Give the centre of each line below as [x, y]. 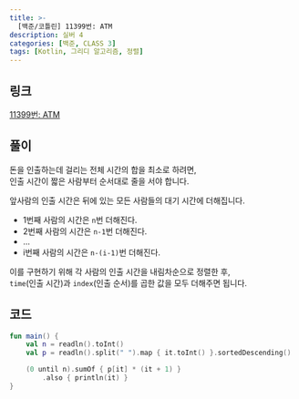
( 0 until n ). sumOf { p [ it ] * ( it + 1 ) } [103, 370]
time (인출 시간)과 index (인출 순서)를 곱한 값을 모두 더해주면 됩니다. [129, 282]
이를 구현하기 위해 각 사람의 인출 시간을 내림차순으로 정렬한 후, [120, 271]
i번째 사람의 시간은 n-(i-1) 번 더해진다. [92, 252]
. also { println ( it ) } [85, 378]
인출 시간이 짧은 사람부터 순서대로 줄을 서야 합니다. [99, 181]
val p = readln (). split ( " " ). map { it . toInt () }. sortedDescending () [159, 353]
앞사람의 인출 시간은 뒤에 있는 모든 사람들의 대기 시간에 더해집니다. [127, 200]
